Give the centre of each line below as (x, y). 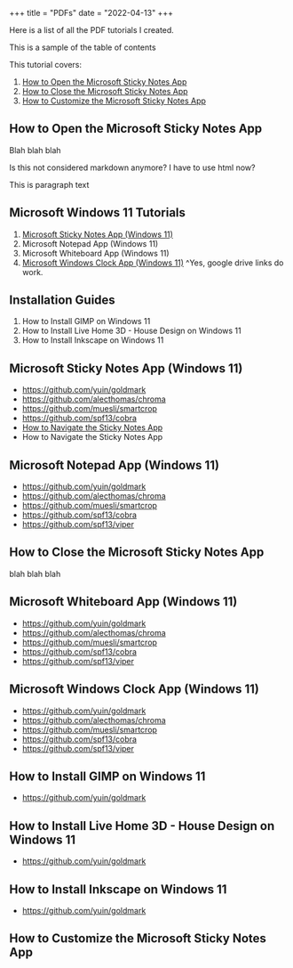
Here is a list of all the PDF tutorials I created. (92, 30)
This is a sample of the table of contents (83, 47)
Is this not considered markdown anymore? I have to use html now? (132, 167)
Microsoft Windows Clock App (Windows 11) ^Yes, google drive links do (153, 263)
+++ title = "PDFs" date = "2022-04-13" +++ (91, 13)
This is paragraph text (49, 184)
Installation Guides (62, 301)
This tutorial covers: (46, 65)
